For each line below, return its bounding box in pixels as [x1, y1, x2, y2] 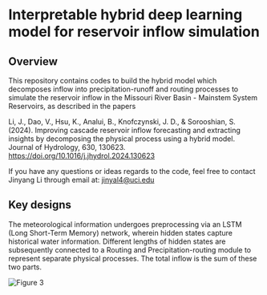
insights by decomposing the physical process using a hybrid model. [8, 134, 235, 143]
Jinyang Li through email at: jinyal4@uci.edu [8, 175, 155, 184]
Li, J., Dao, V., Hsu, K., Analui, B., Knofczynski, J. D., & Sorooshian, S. [8, 117, 237, 126]
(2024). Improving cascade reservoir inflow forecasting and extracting [8, 126, 241, 135]
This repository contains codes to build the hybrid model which [8, 76, 217, 85]
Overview [8, 55, 59, 68]
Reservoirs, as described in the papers [8, 102, 136, 111]
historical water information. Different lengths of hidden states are [8, 236, 226, 246]
